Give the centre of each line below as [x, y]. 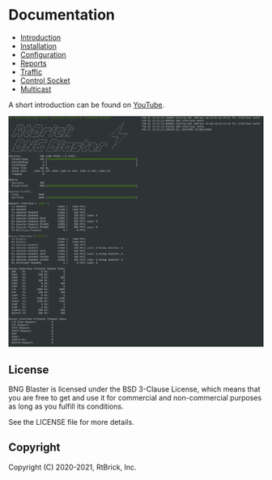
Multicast [36, 89]
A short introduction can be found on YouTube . [86, 105]
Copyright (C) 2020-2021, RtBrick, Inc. [72, 467]
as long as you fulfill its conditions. [66, 406]
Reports [33, 63]
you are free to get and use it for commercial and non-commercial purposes [135, 398]
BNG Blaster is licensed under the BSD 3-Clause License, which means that [134, 389]
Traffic [31, 71]
